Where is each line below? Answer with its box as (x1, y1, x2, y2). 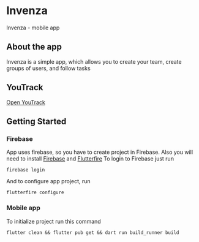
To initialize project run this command (6, 217, 101, 225)
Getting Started (6, 116, 67, 126)
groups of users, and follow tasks (6, 64, 91, 72)
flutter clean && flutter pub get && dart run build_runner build (6, 229, 179, 236)
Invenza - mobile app (6, 24, 60, 31)
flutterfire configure (6, 189, 64, 196)
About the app (6, 42, 62, 52)
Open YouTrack (6, 99, 46, 106)
